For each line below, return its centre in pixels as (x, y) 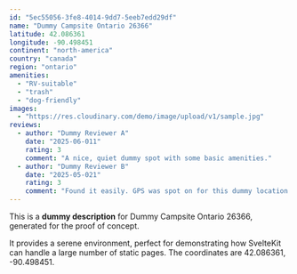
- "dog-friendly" (49, 100)
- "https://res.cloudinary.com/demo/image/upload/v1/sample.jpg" (141, 117)
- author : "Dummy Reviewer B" (73, 166)
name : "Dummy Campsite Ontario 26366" (81, 26)
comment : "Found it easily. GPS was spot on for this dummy (139, 191)
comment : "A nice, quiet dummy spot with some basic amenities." (149, 158)
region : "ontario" (43, 68)
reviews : (25, 125)
